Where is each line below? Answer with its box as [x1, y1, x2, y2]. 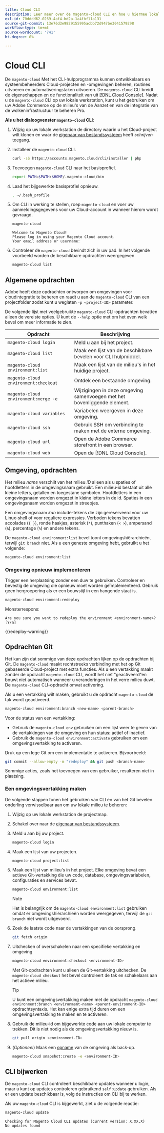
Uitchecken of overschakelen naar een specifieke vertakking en [12, 944, 141, 949]
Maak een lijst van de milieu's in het [74, 361, 156, 368]
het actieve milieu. [12, 977, 49, 984]
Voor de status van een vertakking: [5, 715, 76, 721]
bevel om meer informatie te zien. [5, 319, 73, 325]
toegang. [12, 137, 31, 143]
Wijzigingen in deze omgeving [74, 387, 143, 394]
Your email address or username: [12, 239, 81, 244]
